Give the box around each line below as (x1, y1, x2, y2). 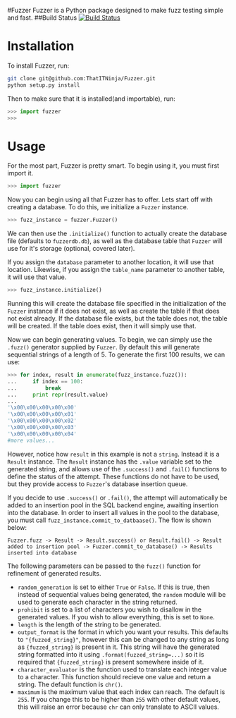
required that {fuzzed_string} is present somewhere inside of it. (17, 657, 204, 666)
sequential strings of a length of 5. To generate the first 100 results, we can (7, 350, 225, 359)
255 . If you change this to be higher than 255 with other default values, (17, 695, 221, 703)
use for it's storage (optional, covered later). (7, 245, 135, 253)
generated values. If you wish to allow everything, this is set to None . (17, 612, 215, 621)
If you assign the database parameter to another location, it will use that (7, 258, 214, 266)
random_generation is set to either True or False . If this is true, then (17, 583, 210, 591)
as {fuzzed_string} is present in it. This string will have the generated (17, 643, 220, 651)
